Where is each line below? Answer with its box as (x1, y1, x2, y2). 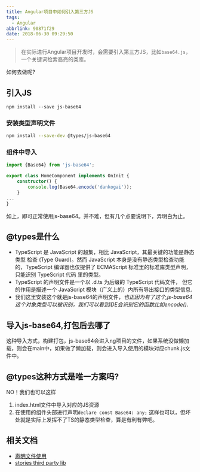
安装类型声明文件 (6, 119, 56, 127)
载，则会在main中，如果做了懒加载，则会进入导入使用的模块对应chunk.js (6, 345, 186, 352)
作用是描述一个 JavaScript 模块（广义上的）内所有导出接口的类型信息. (20, 286, 192, 294)
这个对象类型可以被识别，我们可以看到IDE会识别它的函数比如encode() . (14, 301, 189, 308)
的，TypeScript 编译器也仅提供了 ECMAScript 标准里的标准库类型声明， (14, 264, 192, 271)
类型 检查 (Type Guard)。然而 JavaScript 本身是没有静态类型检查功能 (14, 256, 184, 264)
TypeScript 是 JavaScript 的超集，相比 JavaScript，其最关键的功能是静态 (14, 249, 195, 256)
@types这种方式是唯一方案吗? (6, 371, 119, 382)
